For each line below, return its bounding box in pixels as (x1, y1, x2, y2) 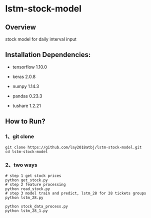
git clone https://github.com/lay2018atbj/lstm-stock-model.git (5, 144, 142, 150)
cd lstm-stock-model (5, 149, 48, 154)
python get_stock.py (5, 177, 48, 182)
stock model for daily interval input (5, 36, 76, 42)
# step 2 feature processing (5, 182, 66, 187)
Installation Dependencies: (5, 50, 91, 59)
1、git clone (5, 133, 34, 140)
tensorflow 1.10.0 (12, 63, 47, 70)
